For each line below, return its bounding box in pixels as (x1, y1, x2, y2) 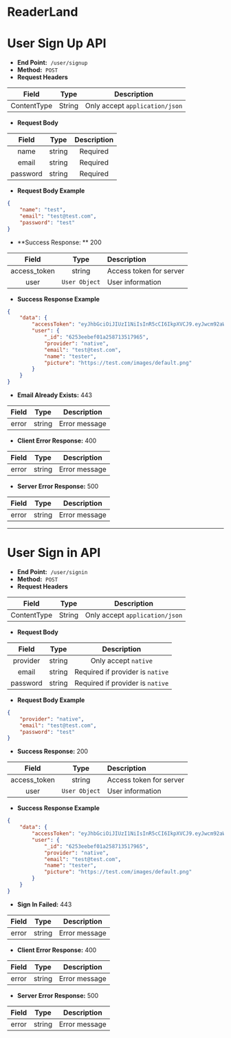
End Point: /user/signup (16, 59, 88, 67)
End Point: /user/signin (16, 567, 88, 575)
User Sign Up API (7, 36, 107, 52)
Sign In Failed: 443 (16, 900, 72, 909)
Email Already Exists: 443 (16, 391, 93, 399)
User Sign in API (7, 545, 101, 561)
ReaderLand (7, 4, 78, 20)
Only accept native (90, 655, 153, 665)
